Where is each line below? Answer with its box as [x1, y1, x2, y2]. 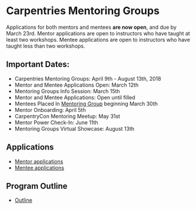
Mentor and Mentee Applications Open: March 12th [14, 81, 139, 88]
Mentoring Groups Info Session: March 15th [14, 87, 121, 95]
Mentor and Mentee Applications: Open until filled [14, 94, 135, 101]
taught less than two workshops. [6, 42, 85, 49]
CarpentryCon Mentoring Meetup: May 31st [14, 112, 121, 120]
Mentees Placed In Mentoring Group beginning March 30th [14, 100, 158, 107]
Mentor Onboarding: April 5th [14, 106, 87, 113]
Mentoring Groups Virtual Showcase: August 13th [14, 125, 134, 132]
